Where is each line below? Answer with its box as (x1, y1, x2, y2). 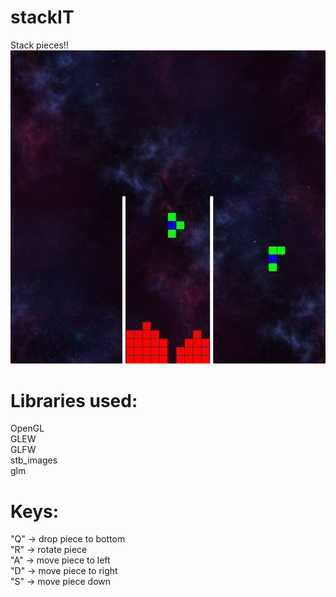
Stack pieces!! (10, 39, 69, 51)
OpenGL (10, 422, 45, 435)
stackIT (10, 6, 75, 29)
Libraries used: (10, 389, 138, 412)
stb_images (10, 454, 58, 466)
